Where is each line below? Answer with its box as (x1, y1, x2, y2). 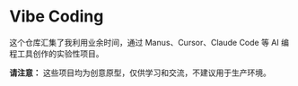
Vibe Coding (9, 6, 104, 27)
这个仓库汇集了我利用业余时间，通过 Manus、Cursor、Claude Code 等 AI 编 (9, 37, 290, 47)
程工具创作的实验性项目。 (9, 47, 104, 59)
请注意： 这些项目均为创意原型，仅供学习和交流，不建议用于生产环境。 (9, 67, 271, 78)
